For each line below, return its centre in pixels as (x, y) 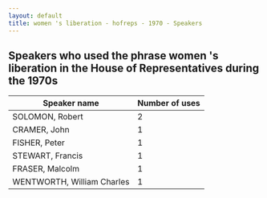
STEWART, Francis (48, 156)
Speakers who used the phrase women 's (113, 56)
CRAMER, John (41, 130)
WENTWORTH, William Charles (71, 182)
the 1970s (33, 81)
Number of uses (169, 103)
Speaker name (71, 103)
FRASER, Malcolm (46, 169)
